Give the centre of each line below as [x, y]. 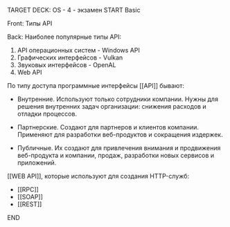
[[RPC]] [28, 189]
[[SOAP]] [30, 197]
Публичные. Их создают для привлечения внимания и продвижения [119, 148]
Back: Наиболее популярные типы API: [64, 37]
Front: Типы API [30, 23]
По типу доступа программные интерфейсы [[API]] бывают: [96, 85]
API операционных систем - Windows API [78, 50]
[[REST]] [29, 204]
